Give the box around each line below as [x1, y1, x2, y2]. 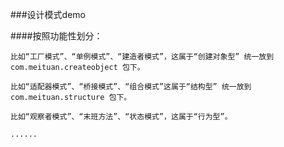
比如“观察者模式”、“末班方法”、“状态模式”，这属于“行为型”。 [10, 112, 233, 122]
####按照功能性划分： [10, 30, 103, 42]
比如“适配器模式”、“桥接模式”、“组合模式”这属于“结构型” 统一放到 [10, 82, 252, 92]
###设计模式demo [10, 9, 86, 20]
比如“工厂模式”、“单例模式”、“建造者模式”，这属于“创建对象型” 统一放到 [10, 52, 275, 62]
